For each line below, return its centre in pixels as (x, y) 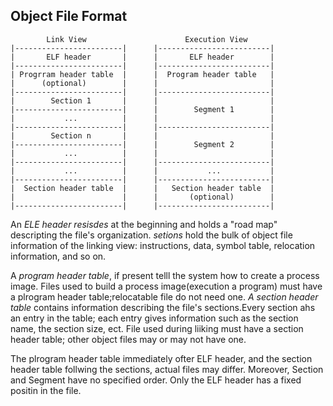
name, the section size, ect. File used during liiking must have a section (157, 328)
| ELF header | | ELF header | (142, 57)
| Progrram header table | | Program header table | (142, 74)
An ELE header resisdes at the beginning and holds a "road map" (144, 224)
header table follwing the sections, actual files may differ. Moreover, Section (167, 369)
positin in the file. (46, 390)
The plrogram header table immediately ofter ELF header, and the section (161, 358)
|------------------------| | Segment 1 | (142, 109)
